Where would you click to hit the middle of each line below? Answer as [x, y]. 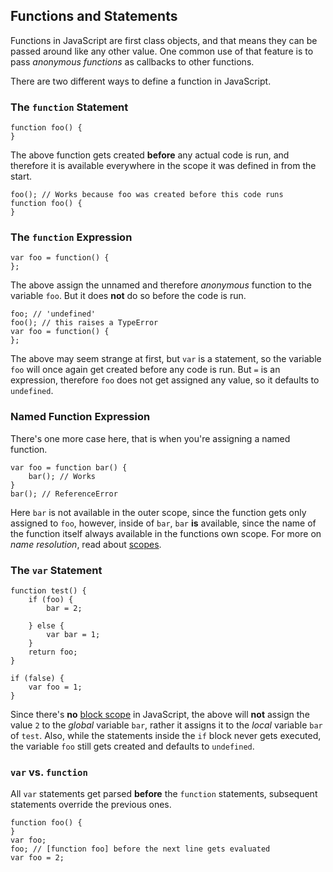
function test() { [48, 591]
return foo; [53, 652]
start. [21, 176]
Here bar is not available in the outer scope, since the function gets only [158, 512]
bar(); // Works [62, 476]
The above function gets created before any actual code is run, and [150, 155]
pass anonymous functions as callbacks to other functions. [132, 61]
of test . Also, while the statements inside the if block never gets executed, [166, 735]
